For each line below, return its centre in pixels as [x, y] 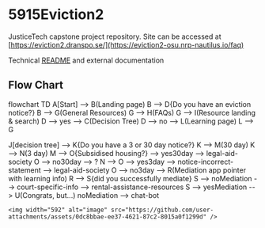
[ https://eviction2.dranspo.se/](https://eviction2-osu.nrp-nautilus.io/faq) [126, 44]
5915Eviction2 [56, 15]
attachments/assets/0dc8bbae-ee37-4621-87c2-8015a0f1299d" [108, 217]
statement [25, 170]
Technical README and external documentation [86, 60]
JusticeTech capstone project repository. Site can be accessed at [115, 36]
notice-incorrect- [206, 161]
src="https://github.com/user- [162, 210]
